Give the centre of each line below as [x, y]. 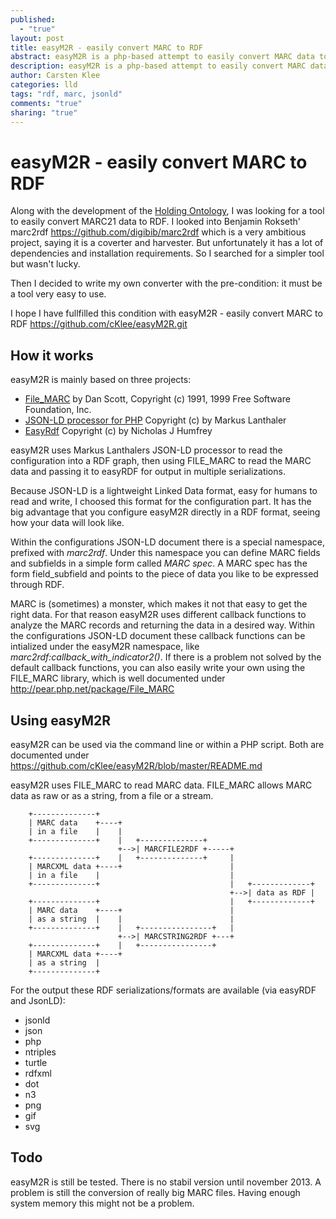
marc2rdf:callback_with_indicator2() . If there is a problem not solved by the [166, 657]
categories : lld [44, 85]
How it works [52, 355]
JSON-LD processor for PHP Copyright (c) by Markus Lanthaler [155, 420]
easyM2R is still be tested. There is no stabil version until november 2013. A [166, 1182]
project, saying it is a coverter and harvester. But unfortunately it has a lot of [167, 243]
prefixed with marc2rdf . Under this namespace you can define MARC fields [165, 553]
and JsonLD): [38, 1000]
